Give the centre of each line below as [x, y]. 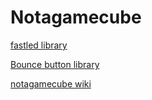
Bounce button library [55, 64]
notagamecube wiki [51, 83]
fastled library [39, 45]
